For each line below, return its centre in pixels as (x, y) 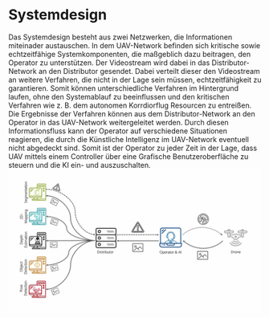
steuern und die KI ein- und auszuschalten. (79, 165)
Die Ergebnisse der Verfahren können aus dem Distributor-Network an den (132, 113)
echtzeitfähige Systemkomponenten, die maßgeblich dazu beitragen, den (130, 54)
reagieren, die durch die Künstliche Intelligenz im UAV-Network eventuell (128, 139)
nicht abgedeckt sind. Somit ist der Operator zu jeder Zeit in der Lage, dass (133, 148)
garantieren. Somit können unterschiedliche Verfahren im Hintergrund (124, 88)
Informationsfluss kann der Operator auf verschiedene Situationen (118, 131)
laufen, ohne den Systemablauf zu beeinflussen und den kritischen (119, 96)
